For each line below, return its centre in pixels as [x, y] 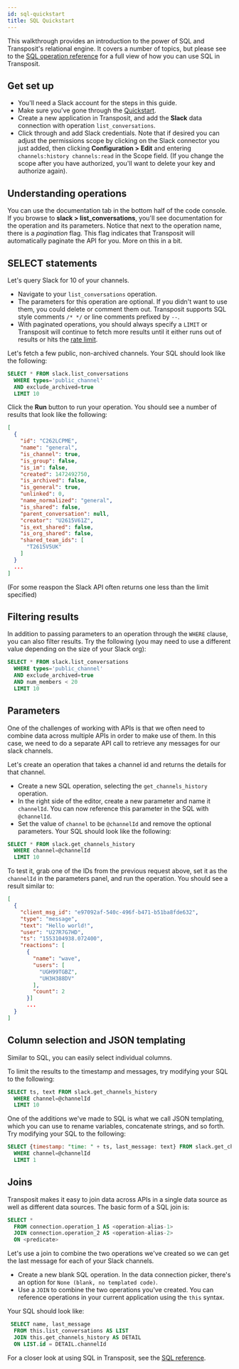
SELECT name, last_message [51, 1324]
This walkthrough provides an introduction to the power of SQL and [106, 41]
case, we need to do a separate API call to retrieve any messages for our [114, 743]
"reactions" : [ [43, 946]
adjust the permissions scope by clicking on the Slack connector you [118, 141]
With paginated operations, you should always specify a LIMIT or [112, 324]
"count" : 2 [49, 992]
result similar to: [31, 886]
